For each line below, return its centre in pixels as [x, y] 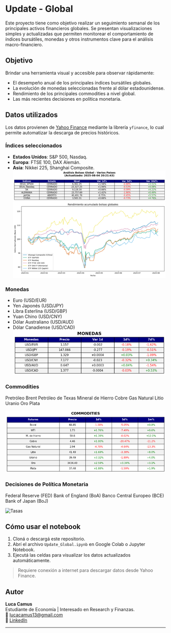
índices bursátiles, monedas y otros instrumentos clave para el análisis [79, 39]
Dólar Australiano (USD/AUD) [43, 322]
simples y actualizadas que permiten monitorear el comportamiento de [79, 34]
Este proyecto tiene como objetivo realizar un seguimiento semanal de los [83, 23]
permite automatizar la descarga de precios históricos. [63, 132]
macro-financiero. [24, 44]
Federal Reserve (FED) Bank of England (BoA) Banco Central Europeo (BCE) [85, 495]
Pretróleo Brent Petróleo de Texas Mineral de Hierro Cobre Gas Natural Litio [84, 398]
